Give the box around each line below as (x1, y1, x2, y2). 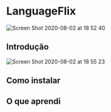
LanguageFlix (6, 4, 76, 18)
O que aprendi (6, 96, 61, 107)
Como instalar (6, 76, 61, 86)
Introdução (6, 42, 49, 52)
